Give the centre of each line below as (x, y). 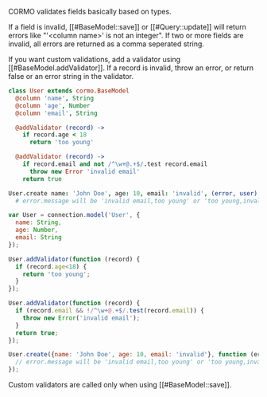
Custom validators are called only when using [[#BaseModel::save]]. (120, 385)
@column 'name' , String (54, 98)
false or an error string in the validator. (71, 76)
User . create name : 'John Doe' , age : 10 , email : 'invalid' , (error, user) (133, 193)
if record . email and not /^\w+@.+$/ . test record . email (115, 164)
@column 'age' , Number (53, 106)
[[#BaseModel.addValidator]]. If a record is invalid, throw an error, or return (131, 68)
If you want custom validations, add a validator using (95, 59)
